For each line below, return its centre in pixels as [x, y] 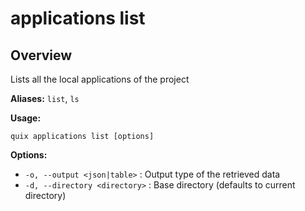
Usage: [26, 118]
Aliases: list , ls [45, 98]
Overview [41, 55]
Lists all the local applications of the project [100, 79]
